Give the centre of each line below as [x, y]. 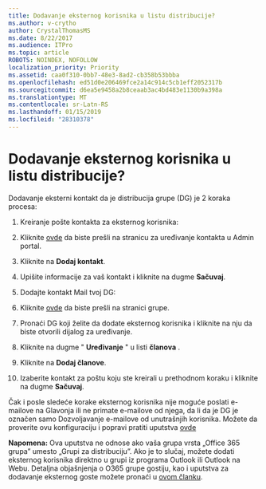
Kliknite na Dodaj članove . [63, 362]
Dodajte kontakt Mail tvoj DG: [68, 292]
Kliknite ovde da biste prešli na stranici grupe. [94, 307]
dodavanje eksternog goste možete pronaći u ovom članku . [106, 476]
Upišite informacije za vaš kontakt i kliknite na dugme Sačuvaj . [123, 277]
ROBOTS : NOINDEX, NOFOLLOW [53, 61]
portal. [31, 246]
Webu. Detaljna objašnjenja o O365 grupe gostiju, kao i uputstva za [119, 468]
